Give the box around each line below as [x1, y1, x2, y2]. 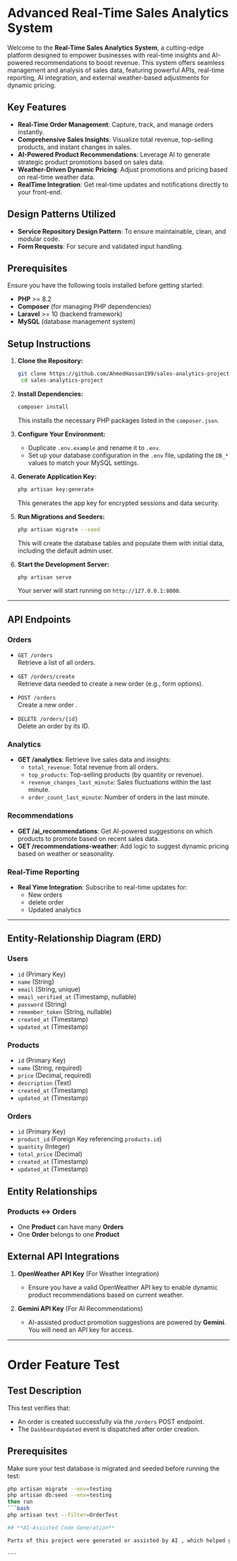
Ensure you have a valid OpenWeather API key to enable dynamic [28, 1283, 218, 1291]
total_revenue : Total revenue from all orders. [28, 763, 159, 772]
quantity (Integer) [17, 1143, 71, 1151]
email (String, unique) [17, 984, 81, 994]
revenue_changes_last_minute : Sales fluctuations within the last [28, 778, 212, 787]
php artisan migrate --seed [17, 526, 100, 533]
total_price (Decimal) [17, 1150, 83, 1158]
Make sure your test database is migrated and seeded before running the [7, 1464, 220, 1473]
